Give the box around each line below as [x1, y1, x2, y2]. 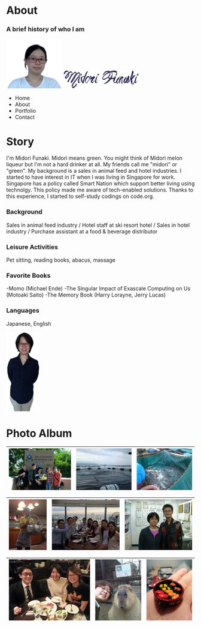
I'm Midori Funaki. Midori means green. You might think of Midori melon [6, 154, 183, 162]
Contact [14, 113, 35, 121]
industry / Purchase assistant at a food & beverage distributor [6, 227, 158, 235]
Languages [6, 307, 40, 315]
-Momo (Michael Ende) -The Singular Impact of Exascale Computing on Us [6, 285, 191, 292]
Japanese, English [6, 320, 52, 327]
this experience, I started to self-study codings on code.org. [6, 193, 154, 200]
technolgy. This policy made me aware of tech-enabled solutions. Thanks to [6, 187, 194, 194]
